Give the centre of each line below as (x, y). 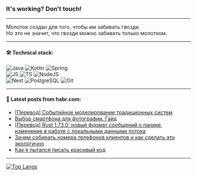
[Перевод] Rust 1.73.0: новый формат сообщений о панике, (89, 124)
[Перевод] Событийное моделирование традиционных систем (94, 112)
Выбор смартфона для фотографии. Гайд (66, 119)
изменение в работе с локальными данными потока (80, 131)
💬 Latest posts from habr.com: (44, 99)
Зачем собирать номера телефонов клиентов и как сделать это (95, 137)
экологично (29, 143)
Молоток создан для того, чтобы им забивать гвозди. (73, 27)
